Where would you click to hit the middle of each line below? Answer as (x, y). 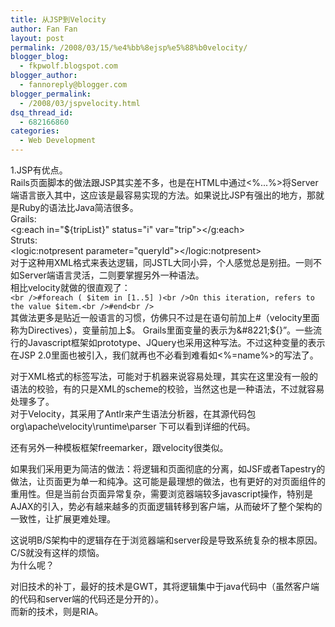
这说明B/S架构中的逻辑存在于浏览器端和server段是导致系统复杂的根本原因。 (166, 540)
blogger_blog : (40, 57)
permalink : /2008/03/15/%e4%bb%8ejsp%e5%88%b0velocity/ (129, 47)
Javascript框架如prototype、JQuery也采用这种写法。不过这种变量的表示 (176, 342)
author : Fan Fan (44, 29)
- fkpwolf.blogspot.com (68, 66)
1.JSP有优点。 (39, 170)
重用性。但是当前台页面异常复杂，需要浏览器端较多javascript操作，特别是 (162, 494)
